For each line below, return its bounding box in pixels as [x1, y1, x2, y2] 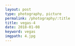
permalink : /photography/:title [5, 16, 70, 21]
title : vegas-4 [5, 20, 36, 25]
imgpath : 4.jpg [5, 34, 36, 39]
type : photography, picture [5, 11, 62, 16]
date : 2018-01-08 [5, 25, 40, 30]
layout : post [5, 7, 31, 12]
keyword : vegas [5, 29, 36, 34]
